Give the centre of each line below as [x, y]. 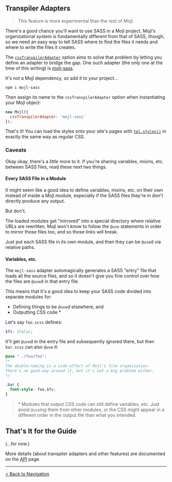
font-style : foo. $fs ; [33, 390]
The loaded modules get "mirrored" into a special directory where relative [83, 221]
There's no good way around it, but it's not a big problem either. [80, 371]
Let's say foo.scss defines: [34, 322]
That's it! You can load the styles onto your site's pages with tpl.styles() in [86, 131]
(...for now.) [17, 443]
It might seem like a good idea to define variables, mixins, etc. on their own [84, 190]
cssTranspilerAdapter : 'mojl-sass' [48, 117]
